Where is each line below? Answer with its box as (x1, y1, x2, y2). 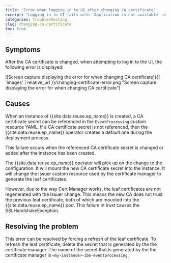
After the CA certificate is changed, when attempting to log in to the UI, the (5, 59, 162, 65)
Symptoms (5, 45, 41, 54)
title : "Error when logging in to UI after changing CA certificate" (5, 7, 156, 13)
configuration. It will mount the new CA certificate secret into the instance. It (5, 165, 165, 171)
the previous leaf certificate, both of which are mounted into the (5, 196, 139, 202)
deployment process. (5, 134, 50, 140)
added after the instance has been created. (5, 150, 96, 156)
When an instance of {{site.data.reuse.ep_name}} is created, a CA (5, 113, 144, 119)
